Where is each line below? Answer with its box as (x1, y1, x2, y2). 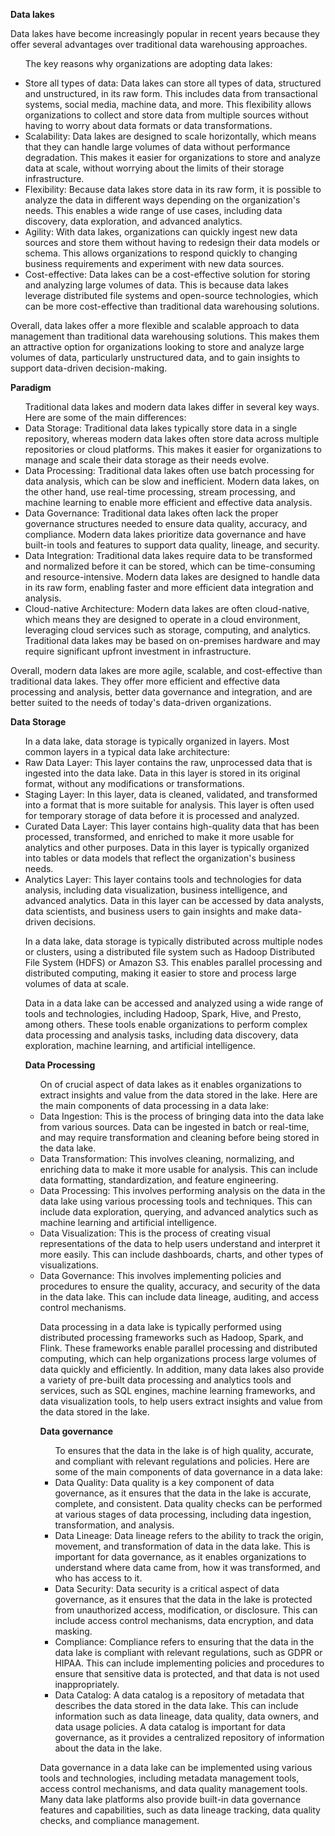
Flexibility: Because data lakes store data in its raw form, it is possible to (24, 184, 322, 195)
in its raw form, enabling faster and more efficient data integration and (24, 582, 314, 593)
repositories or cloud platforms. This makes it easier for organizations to (24, 444, 322, 455)
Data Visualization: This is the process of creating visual (39, 1227, 271, 1239)
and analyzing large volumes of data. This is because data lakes (24, 279, 289, 291)
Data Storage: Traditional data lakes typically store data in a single (24, 422, 298, 434)
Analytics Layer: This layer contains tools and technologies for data (24, 874, 302, 885)
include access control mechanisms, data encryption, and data (54, 1615, 314, 1626)
